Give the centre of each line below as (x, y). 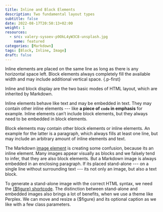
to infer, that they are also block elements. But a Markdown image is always (81, 159)
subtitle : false (21, 19)
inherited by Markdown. (29, 94)
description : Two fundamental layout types (50, 14)
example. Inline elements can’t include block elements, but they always (76, 114)
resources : (16, 32)
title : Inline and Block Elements (40, 10)
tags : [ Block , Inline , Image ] (36, 50)
